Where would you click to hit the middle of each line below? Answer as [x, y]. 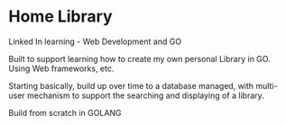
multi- [267, 85]
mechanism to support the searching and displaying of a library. [146, 95]
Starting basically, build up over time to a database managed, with [131, 85]
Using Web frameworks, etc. [61, 68]
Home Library [60, 17]
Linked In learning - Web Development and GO [95, 41]
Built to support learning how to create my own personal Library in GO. [140, 58]
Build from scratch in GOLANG [65, 112]
